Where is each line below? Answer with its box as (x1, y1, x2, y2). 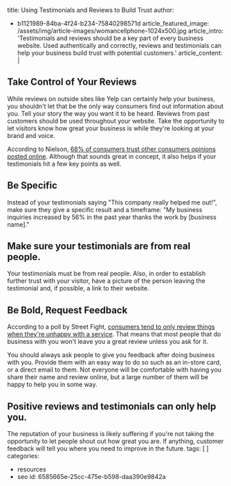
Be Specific (7, 180, 57, 191)
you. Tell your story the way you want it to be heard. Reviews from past (7, 109, 210, 117)
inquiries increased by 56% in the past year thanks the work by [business (7, 213, 216, 221)
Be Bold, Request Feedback (7, 304, 128, 316)
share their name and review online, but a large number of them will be (7, 373, 209, 381)
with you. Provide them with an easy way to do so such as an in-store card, (7, 358, 221, 367)
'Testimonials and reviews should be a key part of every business (17, 34, 204, 42)
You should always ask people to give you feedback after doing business (7, 351, 215, 359)
